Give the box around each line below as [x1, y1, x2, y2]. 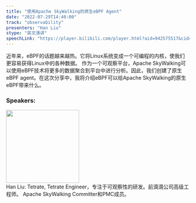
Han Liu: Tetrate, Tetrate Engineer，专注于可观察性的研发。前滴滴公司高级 [6, 183, 184, 190]
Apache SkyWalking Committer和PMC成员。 [22, 191, 130, 198]
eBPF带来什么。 [6, 82, 45, 88]
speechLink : [6, 36, 35, 41]
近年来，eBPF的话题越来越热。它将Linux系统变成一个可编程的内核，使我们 [6, 52, 185, 59]
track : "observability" [6, 19, 64, 25]
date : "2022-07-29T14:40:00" [6, 14, 77, 20]
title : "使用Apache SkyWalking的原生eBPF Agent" [6, 8, 123, 15]
